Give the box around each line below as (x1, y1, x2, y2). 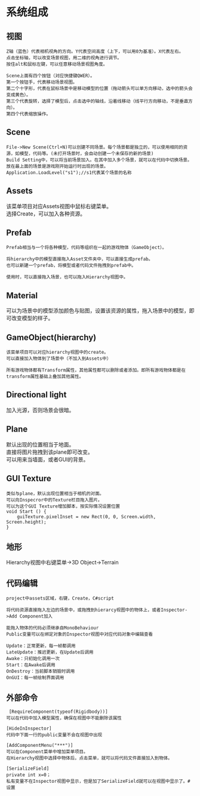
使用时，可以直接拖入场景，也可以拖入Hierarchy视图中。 (6, 274, 128, 280)
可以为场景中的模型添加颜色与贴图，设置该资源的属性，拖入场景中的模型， (6, 307, 189, 314)
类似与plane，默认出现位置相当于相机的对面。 (6, 490, 104, 497)
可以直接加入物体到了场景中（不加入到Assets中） (6, 356, 112, 362)
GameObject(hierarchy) (6, 332, 97, 342)
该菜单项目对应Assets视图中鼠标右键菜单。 (6, 202, 112, 209)
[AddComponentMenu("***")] (6, 742, 73, 748)
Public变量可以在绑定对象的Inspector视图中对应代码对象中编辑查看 (6, 631, 153, 637)
